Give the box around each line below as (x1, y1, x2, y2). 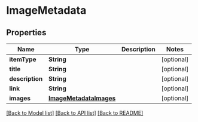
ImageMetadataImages (48, 94, 116, 102)
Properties (6, 28, 47, 38)
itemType (9, 55, 36, 63)
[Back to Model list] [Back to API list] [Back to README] (6, 109, 144, 117)
